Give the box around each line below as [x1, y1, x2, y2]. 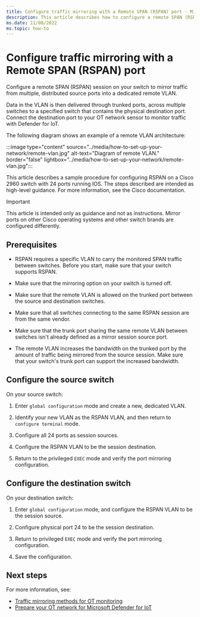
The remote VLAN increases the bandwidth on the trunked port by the [14, 345, 186, 352]
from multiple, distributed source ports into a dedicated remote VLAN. [6, 90, 177, 97]
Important [6, 198, 30, 206]
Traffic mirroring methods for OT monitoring [14, 597, 123, 605]
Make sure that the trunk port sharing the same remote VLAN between [14, 327, 187, 334]
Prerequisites [6, 240, 57, 250]
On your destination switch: [6, 494, 74, 501]
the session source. [14, 512, 64, 519]
